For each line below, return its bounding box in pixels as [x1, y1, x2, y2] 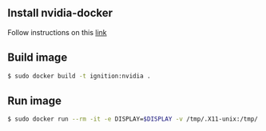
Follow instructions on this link [7, 27, 107, 37]
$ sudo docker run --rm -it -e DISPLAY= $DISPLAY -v [7, 115, 183, 123]
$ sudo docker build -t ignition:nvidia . [7, 72, 151, 80]
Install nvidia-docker [7, 6, 113, 20]
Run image [7, 93, 62, 107]
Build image [7, 51, 68, 65]
